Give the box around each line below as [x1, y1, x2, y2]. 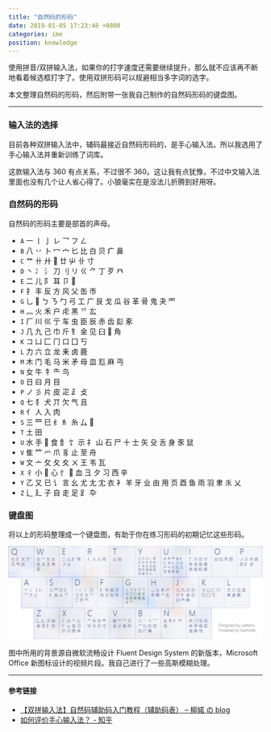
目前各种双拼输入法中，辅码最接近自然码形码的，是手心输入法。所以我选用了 [8, 139, 263, 149]
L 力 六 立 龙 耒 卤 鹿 [19, 347, 88, 356]
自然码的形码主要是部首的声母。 [8, 218, 115, 228]
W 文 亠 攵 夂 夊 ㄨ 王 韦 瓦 [19, 457, 106, 467]
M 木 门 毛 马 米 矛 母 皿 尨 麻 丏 [19, 356, 124, 366]
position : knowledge [8, 39, 78, 47]
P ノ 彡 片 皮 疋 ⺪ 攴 [19, 387, 88, 397]
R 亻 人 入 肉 [19, 407, 60, 417]
